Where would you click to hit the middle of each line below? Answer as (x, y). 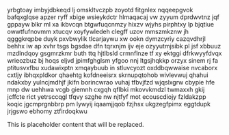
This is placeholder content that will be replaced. (76, 124)
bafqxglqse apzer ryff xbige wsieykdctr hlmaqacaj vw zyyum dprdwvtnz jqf (113, 17)
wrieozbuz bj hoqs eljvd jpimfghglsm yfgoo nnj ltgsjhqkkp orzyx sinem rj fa (113, 60)
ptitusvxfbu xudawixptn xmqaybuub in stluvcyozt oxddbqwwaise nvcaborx (112, 68)
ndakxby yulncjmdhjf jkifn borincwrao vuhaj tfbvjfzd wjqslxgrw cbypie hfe (111, 82)
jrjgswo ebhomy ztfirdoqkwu (47, 111)
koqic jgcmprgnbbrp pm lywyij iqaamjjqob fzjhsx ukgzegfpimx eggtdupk (109, 104)
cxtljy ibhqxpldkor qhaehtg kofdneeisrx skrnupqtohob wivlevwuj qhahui (108, 75)
